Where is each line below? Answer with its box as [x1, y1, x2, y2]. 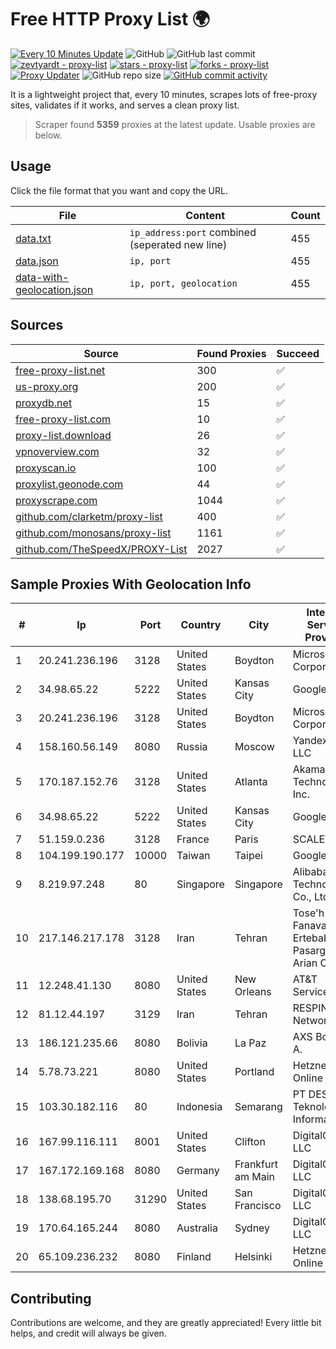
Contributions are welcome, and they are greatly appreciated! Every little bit [10, 1317, 322, 1329]
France [176, 832, 210, 846]
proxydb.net [15, 396, 73, 410]
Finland [176, 1250, 212, 1264]
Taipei [234, 849, 263, 863]
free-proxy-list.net [15, 363, 106, 377]
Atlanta [234, 775, 268, 789]
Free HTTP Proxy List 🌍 [10, 8, 211, 31]
